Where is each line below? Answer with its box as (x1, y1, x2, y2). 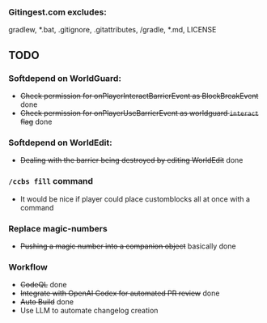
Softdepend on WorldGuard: (8, 72, 121, 83)
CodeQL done (19, 280, 67, 290)
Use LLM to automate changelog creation (19, 306, 159, 316)
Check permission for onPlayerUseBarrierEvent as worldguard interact (19, 108, 259, 117)
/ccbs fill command (8, 176, 94, 187)
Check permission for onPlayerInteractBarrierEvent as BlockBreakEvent (19, 91, 259, 100)
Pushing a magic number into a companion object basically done (19, 241, 236, 251)
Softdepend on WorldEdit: (8, 137, 113, 148)
